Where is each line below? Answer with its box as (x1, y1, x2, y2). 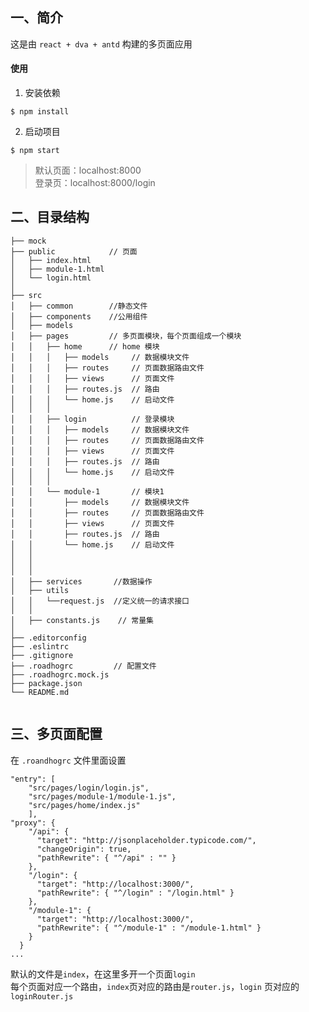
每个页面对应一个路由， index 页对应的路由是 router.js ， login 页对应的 (10, 980, 300, 992)
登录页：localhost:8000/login (34, 177, 156, 189)
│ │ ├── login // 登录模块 (10, 414, 175, 424)
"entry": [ (10, 774, 56, 784)
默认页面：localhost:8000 (34, 164, 142, 177)
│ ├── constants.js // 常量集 (10, 615, 154, 625)
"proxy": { (10, 818, 56, 828)
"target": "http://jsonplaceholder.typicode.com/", (36, 835, 257, 845)
